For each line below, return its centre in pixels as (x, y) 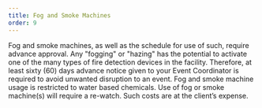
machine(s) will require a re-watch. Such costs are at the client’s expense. (128, 95)
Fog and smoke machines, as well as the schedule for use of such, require (129, 45)
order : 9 (22, 23)
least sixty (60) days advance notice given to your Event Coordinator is (124, 70)
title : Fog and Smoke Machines (60, 15)
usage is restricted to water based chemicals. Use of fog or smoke (116, 87)
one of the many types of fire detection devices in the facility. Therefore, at (130, 62)
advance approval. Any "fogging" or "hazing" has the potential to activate (127, 54)
